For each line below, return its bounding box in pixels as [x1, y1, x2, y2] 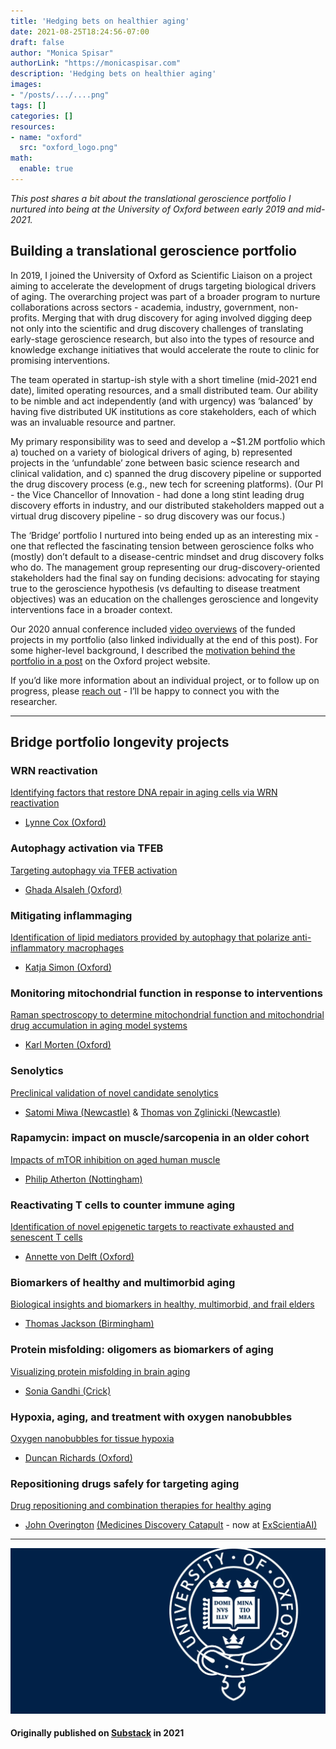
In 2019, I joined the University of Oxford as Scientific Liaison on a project [10, 269, 313, 281]
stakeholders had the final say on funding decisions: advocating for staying [10, 571, 320, 584]
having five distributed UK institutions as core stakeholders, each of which [10, 405, 317, 417]
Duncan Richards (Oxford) [24, 1452, 133, 1464]
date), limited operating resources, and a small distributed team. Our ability [10, 384, 319, 396]
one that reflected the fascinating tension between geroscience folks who [10, 540, 315, 552]
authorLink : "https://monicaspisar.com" [10, 58, 182, 69]
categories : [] [10, 111, 74, 121]
